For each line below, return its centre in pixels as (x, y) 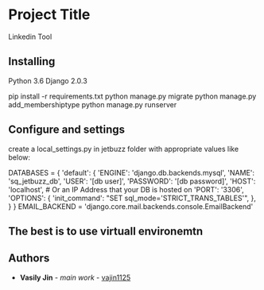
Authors (29, 259)
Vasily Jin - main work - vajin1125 (75, 277)
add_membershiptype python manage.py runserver (93, 104)
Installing (32, 62)
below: (19, 157)
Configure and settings (67, 130)
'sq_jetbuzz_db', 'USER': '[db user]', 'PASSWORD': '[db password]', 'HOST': (132, 181)
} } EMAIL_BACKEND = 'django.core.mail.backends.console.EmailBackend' (131, 206)
